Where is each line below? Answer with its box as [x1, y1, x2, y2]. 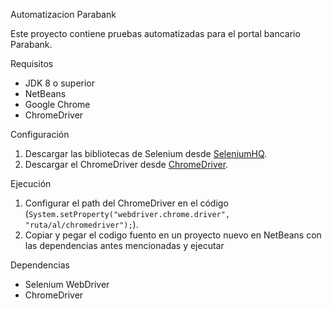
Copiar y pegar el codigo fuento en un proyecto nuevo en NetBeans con [24, 229, 322, 241]
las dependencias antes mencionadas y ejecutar [24, 240, 225, 251]
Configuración [10, 129, 70, 140]
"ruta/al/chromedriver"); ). [24, 219, 139, 230]
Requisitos [10, 58, 54, 69]
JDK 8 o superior [24, 77, 96, 89]
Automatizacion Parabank [10, 9, 117, 20]
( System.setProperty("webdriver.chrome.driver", [24, 208, 231, 219]
